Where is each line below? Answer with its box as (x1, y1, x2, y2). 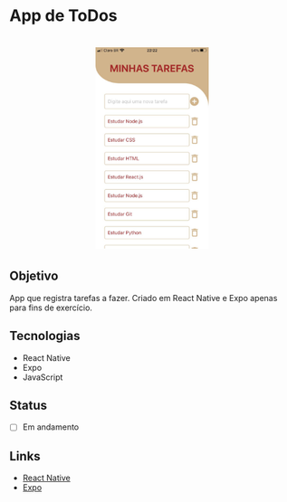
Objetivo (9, 269, 59, 284)
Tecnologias (9, 328, 81, 344)
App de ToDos (9, 5, 118, 26)
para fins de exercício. (9, 302, 93, 313)
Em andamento (22, 421, 80, 432)
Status (9, 397, 48, 412)
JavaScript (22, 372, 63, 383)
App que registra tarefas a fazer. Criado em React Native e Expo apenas (9, 292, 278, 303)
